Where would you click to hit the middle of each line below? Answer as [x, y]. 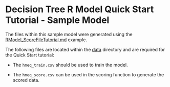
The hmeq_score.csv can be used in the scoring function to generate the [88, 74]
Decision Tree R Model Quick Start [80, 9]
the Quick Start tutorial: [30, 55]
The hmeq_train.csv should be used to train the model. [70, 65]
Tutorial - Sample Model [57, 20]
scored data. [26, 80]
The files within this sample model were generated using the [69, 34]
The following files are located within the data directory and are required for [85, 49]
